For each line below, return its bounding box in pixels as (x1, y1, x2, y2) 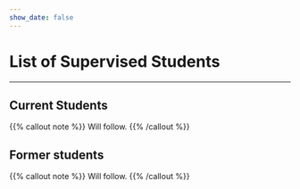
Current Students (9, 97, 109, 112)
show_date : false (9, 12, 74, 22)
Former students (9, 147, 104, 162)
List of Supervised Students (9, 51, 221, 71)
